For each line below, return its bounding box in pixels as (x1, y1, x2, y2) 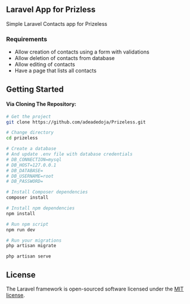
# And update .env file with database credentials (6, 151, 133, 158)
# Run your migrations (6, 238, 62, 243)
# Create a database (6, 146, 57, 152)
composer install (6, 195, 49, 201)
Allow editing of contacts (14, 61, 75, 68)
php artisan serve (6, 253, 51, 259)
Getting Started (6, 84, 64, 94)
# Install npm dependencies (6, 205, 75, 211)
